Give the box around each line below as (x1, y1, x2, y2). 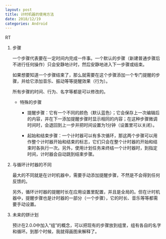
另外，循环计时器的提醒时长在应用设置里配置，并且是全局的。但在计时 (12, 189, 156, 195)
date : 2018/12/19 (5, 16, 41, 21)
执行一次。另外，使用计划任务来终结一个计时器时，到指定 (40, 145, 158, 151)
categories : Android (5, 21, 48, 26)
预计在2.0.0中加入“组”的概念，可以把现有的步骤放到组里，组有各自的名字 (12, 222, 162, 228)
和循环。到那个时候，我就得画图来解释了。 (12, 229, 100, 235)
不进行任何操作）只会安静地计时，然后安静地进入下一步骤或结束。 (12, 61, 147, 67)
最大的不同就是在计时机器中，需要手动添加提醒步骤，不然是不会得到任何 (12, 172, 160, 178)
